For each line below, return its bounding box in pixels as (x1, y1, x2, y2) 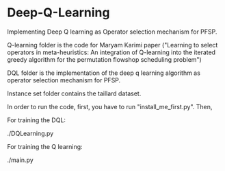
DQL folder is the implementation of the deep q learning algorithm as (7, 69, 200, 77)
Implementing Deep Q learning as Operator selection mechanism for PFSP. (7, 27, 217, 36)
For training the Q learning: (7, 142, 83, 150)
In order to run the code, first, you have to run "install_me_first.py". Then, (7, 102, 213, 111)
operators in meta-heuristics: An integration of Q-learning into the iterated (7, 48, 216, 56)
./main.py (7, 156, 34, 164)
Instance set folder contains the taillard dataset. (7, 89, 142, 98)
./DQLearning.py (7, 129, 54, 137)
